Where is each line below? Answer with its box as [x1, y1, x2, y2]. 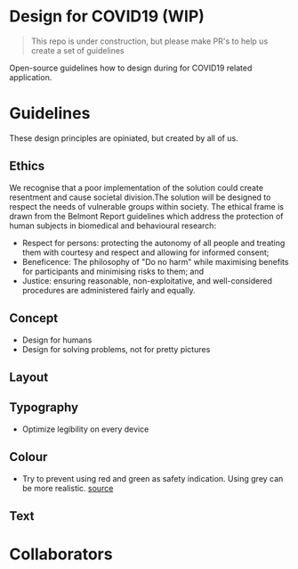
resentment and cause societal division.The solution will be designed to [9, 192, 271, 202]
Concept [9, 310, 59, 326]
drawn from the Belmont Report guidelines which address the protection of [9, 210, 284, 221]
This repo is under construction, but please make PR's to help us [30, 36, 269, 46]
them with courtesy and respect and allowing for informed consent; [21, 247, 270, 258]
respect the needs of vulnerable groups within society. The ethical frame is [9, 201, 285, 211]
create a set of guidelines [30, 45, 125, 55]
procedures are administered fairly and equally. [21, 284, 196, 295]
